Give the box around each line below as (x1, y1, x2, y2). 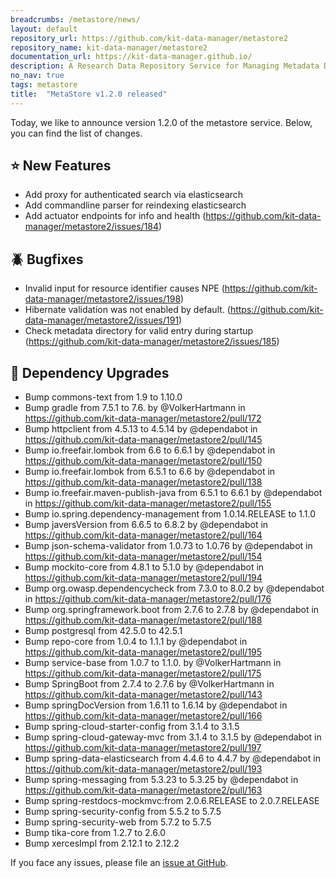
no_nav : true (10, 71, 65, 81)
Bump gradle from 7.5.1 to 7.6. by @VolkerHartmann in (24, 402, 246, 414)
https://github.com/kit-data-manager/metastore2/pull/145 (24, 434, 263, 446)
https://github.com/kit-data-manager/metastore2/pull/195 (24, 646, 263, 658)
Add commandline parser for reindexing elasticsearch (24, 199, 247, 211)
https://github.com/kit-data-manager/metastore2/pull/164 (24, 529, 263, 541)
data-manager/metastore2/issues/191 (24, 314, 180, 326)
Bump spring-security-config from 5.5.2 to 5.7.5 (24, 806, 222, 818)
